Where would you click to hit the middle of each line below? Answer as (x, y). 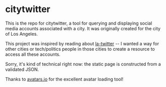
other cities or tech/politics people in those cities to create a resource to (80, 49)
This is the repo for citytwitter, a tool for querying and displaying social (79, 23)
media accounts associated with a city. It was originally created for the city (83, 28)
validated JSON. (22, 69)
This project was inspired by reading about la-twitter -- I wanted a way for (82, 43)
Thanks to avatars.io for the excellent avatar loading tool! (64, 79)
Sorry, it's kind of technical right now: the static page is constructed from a (83, 64)
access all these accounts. (33, 54)
